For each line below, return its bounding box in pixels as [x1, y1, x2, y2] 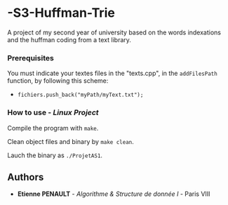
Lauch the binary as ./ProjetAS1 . [7, 151, 103, 159]
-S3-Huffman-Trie [7, 5, 116, 21]
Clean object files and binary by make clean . [7, 137, 135, 145]
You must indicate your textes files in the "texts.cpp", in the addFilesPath [7, 69, 217, 78]
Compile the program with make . [7, 124, 99, 132]
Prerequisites [7, 53, 54, 62]
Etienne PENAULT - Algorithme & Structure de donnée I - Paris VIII [17, 190, 210, 198]
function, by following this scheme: [7, 77, 109, 85]
